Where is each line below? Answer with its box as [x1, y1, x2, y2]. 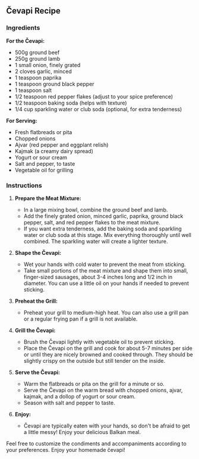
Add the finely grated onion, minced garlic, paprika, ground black [23, 212, 184, 220]
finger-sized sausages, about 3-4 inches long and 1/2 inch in [23, 273, 173, 280]
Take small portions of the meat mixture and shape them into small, [23, 267, 188, 274]
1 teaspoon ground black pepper [14, 80, 94, 87]
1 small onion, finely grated [14, 61, 81, 68]
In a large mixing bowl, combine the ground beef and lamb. [23, 206, 168, 213]
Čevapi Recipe [6, 6, 61, 16]
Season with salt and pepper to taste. [23, 399, 115, 406]
